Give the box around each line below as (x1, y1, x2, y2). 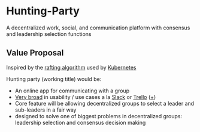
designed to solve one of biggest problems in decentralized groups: (14, 112, 183, 119)
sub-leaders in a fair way (14, 106, 77, 113)
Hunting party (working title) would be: (6, 75, 102, 82)
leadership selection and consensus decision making (14, 119, 146, 126)
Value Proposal (6, 48, 64, 58)
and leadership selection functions (6, 30, 92, 37)
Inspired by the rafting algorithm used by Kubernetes (6, 64, 137, 71)
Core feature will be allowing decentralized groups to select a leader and (14, 100, 195, 107)
